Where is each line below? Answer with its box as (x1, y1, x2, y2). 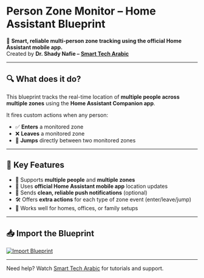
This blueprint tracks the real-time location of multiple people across (6, 93, 180, 101)
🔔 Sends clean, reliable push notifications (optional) (15, 189, 148, 196)
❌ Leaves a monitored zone (15, 130, 85, 137)
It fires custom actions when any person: (6, 111, 109, 119)
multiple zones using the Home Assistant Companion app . (6, 99, 156, 107)
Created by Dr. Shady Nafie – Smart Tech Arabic (6, 50, 129, 57)
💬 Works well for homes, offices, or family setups (15, 204, 138, 211)
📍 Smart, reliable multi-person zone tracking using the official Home (6, 37, 182, 44)
